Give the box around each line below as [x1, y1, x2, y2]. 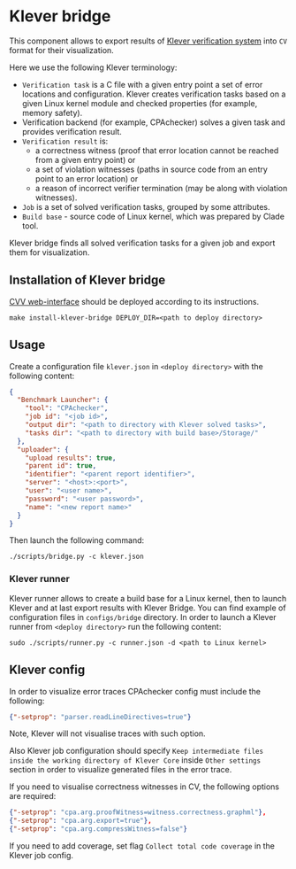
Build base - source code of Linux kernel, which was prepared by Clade [21, 211, 285, 221]
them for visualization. [9, 246, 90, 258]
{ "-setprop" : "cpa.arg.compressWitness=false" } [9, 825, 188, 834]
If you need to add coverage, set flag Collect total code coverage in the [9, 841, 276, 851]
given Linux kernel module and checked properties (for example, [21, 97, 258, 108]
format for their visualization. [9, 44, 115, 55]
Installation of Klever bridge [9, 273, 166, 288]
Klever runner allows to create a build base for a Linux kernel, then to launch [9, 593, 287, 603]
